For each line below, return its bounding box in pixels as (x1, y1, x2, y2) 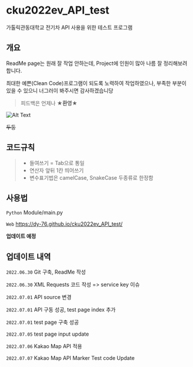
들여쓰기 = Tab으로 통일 (29, 159, 85, 166)
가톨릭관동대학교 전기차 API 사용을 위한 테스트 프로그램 (6, 24, 133, 31)
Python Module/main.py (6, 209, 63, 216)
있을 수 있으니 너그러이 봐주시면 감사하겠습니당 (6, 87, 114, 94)
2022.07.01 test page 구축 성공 (6, 319, 79, 326)
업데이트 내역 (6, 252, 51, 262)
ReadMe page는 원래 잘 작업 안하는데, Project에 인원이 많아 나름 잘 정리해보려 (6, 60, 188, 67)
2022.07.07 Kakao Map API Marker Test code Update (6, 355, 135, 362)
